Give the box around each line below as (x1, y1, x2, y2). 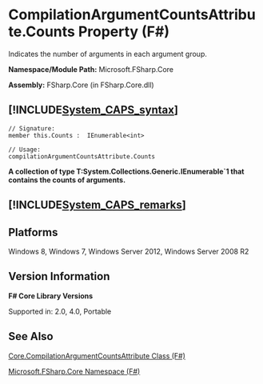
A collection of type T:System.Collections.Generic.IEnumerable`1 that (8, 166, 245, 176)
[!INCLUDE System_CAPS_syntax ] (8, 103, 178, 117)
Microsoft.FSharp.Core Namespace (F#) (8, 366, 141, 376)
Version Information (8, 270, 110, 283)
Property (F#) (78, 22, 170, 41)
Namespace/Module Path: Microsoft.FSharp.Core (8, 64, 174, 74)
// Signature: (8, 124, 56, 133)
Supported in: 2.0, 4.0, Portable (8, 306, 112, 316)
